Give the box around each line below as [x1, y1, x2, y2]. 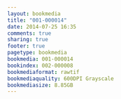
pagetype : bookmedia [7, 49, 68, 56]
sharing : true [7, 36, 49, 43]
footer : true [7, 43, 45, 49]
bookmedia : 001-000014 [7, 56, 73, 63]
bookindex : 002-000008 [7, 62, 73, 69]
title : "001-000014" [7, 17, 68, 24]
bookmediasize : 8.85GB [7, 82, 73, 89]
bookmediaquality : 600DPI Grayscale [7, 75, 114, 82]
